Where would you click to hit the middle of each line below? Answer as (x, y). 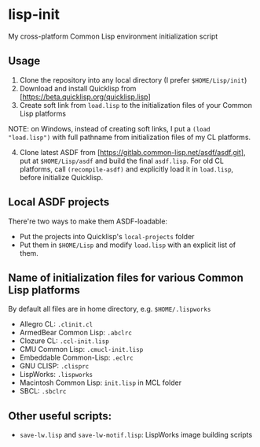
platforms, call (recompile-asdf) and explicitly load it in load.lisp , (126, 169)
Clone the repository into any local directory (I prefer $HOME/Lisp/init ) (133, 79)
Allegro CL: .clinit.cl (56, 324)
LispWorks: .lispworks (56, 375)
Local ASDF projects (59, 202)
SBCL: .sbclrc (43, 391)
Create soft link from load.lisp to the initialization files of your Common (136, 105)
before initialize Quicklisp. (61, 177)
